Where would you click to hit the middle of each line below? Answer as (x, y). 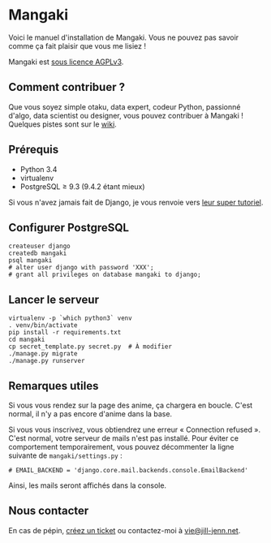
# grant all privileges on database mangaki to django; (105, 275)
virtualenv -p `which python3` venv (70, 318)
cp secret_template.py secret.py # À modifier (90, 347)
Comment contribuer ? (67, 87)
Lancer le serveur (54, 299)
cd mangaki (27, 340)
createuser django (39, 246)
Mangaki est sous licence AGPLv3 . (66, 62)
